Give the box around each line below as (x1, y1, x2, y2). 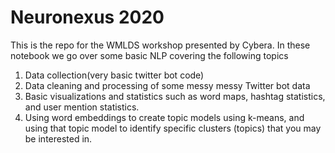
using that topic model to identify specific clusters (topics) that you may (24, 122, 322, 134)
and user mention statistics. (24, 101, 140, 113)
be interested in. (24, 132, 93, 145)
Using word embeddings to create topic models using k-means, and (24, 111, 305, 123)
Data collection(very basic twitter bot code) (24, 69, 205, 81)
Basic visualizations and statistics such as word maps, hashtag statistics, (24, 90, 326, 102)
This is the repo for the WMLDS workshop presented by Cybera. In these (10, 39, 311, 51)
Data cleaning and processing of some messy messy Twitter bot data (24, 79, 311, 91)
